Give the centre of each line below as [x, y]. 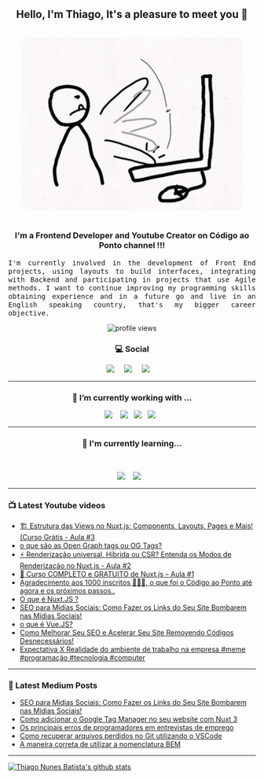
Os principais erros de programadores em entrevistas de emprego [126, 728]
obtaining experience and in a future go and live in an [132, 296]
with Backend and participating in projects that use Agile [132, 279]
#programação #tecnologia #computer [82, 657]
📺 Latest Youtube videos [57, 505]
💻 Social [132, 349]
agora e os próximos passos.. [67, 590]
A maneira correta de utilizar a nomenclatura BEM [100, 744]
